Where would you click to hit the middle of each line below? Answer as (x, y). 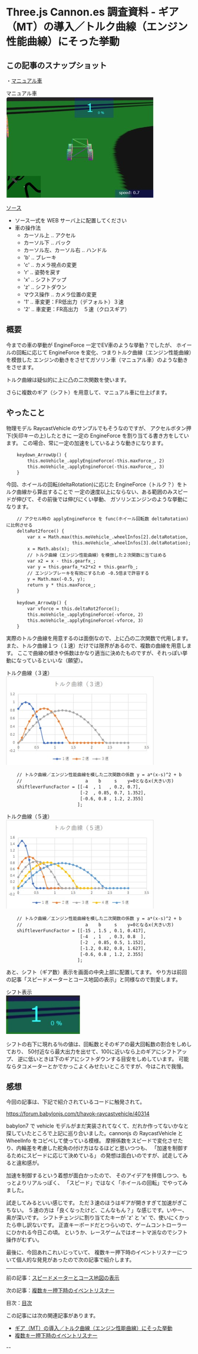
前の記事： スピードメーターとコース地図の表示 (63, 1278)
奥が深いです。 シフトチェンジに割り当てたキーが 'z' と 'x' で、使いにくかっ (98, 1218)
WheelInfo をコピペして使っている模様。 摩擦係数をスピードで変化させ (92, 1141)
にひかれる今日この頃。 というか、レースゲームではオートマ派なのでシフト (97, 1232)
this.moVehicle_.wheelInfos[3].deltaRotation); (131, 543)
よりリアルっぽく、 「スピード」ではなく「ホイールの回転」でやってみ (102, 1183)
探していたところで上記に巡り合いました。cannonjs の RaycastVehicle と (95, 1133)
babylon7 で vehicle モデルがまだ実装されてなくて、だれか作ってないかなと (98, 1126)
